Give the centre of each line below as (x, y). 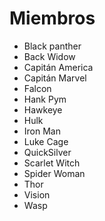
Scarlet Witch (52, 163)
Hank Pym (45, 99)
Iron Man (42, 131)
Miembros (52, 18)
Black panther (52, 46)
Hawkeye (43, 109)
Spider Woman (54, 173)
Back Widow (49, 56)
